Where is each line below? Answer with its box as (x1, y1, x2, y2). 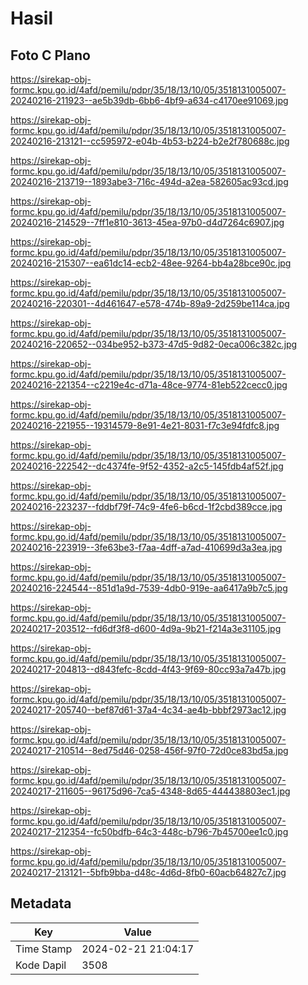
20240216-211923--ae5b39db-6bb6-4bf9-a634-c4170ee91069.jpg (10, 95, 289, 106)
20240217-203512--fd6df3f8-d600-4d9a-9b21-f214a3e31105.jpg (10, 623, 282, 634)
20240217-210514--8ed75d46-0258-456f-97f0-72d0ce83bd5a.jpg (10, 745, 289, 756)
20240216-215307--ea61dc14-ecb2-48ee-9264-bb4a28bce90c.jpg (10, 257, 292, 269)
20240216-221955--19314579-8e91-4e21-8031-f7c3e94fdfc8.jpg (10, 420, 280, 431)
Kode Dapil (15, 958, 67, 972)
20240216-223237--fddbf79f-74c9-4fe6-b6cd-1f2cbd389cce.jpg (10, 501, 283, 512)
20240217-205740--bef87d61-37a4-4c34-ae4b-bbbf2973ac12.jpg (10, 704, 287, 716)
